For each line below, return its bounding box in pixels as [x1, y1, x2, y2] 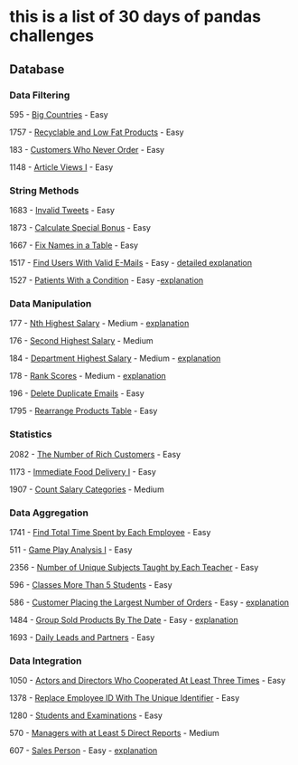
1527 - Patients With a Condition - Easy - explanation [9, 275, 204, 286]
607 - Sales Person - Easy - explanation [9, 745, 158, 756]
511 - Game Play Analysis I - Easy [9, 544, 133, 555]
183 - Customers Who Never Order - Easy [9, 144, 165, 155]
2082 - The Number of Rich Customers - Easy [9, 449, 182, 459]
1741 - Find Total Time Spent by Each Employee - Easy [9, 527, 211, 538]
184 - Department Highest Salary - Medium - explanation [9, 353, 221, 364]
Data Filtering [9, 89, 70, 101]
